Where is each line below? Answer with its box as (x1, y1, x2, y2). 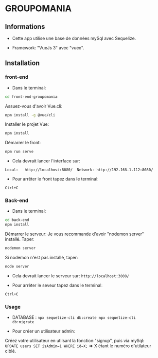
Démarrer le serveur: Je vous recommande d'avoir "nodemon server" (5, 231, 144, 237)
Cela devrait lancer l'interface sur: (12, 158, 80, 164)
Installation (5, 59, 40, 67)
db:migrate (12, 320, 35, 325)
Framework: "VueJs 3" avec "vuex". (12, 45, 84, 50)
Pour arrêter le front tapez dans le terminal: (12, 176, 99, 182)
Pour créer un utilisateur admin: (12, 328, 75, 334)
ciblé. (5, 348, 16, 354)
